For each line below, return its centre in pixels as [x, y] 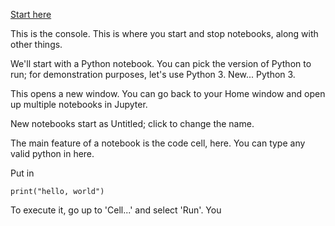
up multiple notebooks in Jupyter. [79, 104]
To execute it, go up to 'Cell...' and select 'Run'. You [116, 210]
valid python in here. [52, 153]
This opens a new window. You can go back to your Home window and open [168, 93]
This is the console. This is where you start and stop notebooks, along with [164, 33]
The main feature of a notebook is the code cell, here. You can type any [158, 143]
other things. [36, 44]
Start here [31, 14]
